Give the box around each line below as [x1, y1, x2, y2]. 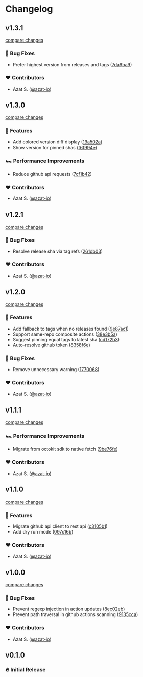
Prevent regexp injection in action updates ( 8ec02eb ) [12, 606, 125, 612]
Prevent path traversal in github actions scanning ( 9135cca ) [12, 611, 138, 618]
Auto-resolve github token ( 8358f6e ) [12, 342, 90, 348]
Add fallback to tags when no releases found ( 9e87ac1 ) [12, 325, 129, 332]
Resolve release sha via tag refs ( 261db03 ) [12, 248, 103, 254]
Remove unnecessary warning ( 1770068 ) [12, 366, 100, 373]
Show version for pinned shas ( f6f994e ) [12, 144, 98, 150]
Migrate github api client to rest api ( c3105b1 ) [12, 523, 108, 529]
